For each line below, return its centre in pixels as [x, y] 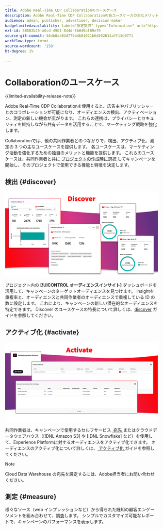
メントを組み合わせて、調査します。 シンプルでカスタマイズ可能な [75, 515]
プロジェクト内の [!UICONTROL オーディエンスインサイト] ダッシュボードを [81, 285]
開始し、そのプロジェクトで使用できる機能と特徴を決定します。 [69, 165]
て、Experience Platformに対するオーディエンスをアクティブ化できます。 [78, 442]
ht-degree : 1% [19, 51]
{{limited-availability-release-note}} [41, 96]
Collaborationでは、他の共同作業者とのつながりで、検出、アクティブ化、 [78, 141]
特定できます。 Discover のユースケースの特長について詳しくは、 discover [78, 309]
